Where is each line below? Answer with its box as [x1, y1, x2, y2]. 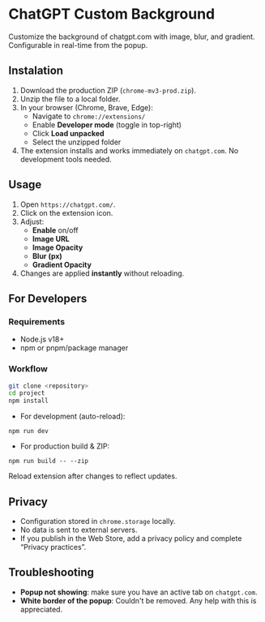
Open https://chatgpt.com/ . [19, 199, 116, 209]
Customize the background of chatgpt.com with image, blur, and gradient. [8, 32, 255, 41]
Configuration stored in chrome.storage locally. [19, 516, 176, 525]
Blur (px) [32, 251, 62, 260]
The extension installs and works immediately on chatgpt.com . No [19, 145, 239, 155]
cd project [8, 389, 45, 397]
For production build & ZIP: [19, 441, 110, 451]
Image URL [32, 234, 71, 243]
